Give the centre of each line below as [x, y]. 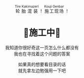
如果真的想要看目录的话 [42, 64]
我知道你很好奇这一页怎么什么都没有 [42, 47]
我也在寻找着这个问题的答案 [42, 54]
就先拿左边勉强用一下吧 [42, 71]
